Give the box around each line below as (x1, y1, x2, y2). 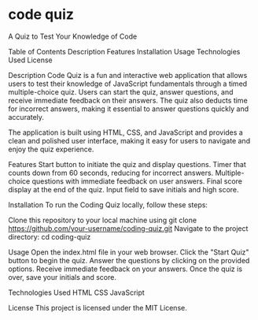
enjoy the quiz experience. (8, 144, 94, 154)
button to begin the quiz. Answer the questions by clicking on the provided (8, 255, 250, 265)
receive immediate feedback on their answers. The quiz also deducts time (8, 95, 248, 105)
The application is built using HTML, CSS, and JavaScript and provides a (8, 128, 244, 137)
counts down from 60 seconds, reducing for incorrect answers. (8, 168, 214, 177)
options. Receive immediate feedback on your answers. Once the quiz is (8, 264, 242, 273)
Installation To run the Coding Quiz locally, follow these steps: (8, 199, 208, 210)
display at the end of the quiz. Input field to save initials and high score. (8, 184, 239, 194)
